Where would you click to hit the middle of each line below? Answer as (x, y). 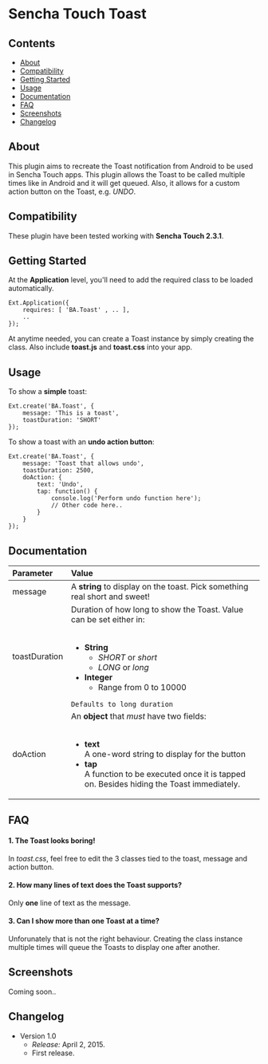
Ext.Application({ (39, 303)
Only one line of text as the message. (70, 903)
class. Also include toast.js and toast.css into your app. (100, 347)
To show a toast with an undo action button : (81, 442)
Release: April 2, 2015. (68, 1044)
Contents (32, 43)
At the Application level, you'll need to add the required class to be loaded (131, 280)
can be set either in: (108, 620)
